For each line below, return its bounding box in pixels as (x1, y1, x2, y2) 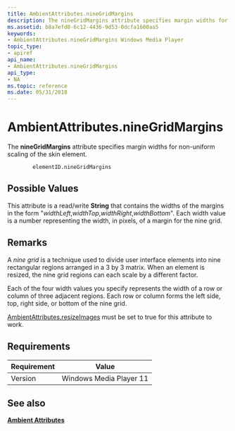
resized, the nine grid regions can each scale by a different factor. (7, 270, 198, 279)
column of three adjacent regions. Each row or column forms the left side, (7, 292, 221, 300)
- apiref (7, 50, 33, 57)
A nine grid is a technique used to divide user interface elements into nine (7, 255, 221, 264)
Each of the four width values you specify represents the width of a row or (7, 284, 223, 292)
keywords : (7, 30, 37, 37)
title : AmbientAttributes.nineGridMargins (7, 10, 134, 18)
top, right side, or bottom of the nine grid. (7, 299, 127, 307)
